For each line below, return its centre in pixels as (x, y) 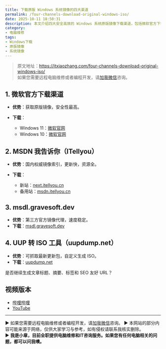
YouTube (21, 308)
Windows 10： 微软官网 (43, 134)
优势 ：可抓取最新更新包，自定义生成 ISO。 (56, 256)
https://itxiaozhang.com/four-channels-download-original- (99, 66)
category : (15, 28)
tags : (11, 38)
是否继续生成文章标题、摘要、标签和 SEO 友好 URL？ (59, 272)
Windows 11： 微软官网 (42, 128)
